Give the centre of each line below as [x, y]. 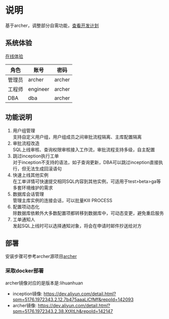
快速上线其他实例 [30, 175]
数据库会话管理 [28, 194]
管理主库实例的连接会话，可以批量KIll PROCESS [62, 200]
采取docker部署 [25, 271]
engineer [39, 89]
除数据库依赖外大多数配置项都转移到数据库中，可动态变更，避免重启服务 [88, 213]
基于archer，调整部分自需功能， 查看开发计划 [52, 25]
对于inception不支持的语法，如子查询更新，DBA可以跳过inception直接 [86, 162]
